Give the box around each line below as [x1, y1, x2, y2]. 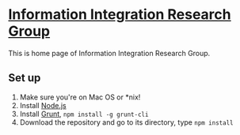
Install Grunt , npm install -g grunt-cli [19, 109, 149, 118]
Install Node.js [19, 100, 67, 110]
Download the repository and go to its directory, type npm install [19, 117, 234, 127]
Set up [8, 71, 41, 84]
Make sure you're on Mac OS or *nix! [19, 92, 141, 102]
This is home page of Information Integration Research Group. [8, 48, 211, 58]
